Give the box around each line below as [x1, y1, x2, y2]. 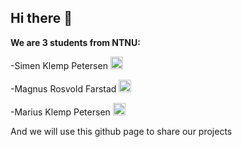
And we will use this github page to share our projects [10, 125, 233, 137]
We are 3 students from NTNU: [10, 36, 141, 48]
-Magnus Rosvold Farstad [10, 82, 117, 95]
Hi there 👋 [10, 10, 73, 27]
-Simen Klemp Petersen [10, 59, 108, 71]
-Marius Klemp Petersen [10, 106, 111, 118]
